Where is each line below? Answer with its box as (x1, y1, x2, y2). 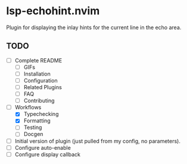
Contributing (23, 97, 55, 105)
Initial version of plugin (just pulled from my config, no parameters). (14, 137, 180, 144)
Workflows (14, 104, 42, 111)
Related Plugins (23, 84, 63, 90)
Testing (23, 124, 42, 131)
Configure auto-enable (14, 144, 71, 151)
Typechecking (23, 111, 59, 118)
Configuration (23, 77, 58, 84)
